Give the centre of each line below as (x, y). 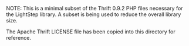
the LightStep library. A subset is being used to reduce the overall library (94, 14)
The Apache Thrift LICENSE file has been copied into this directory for (91, 32)
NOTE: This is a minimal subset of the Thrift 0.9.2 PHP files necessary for (95, 8)
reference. (18, 38)
